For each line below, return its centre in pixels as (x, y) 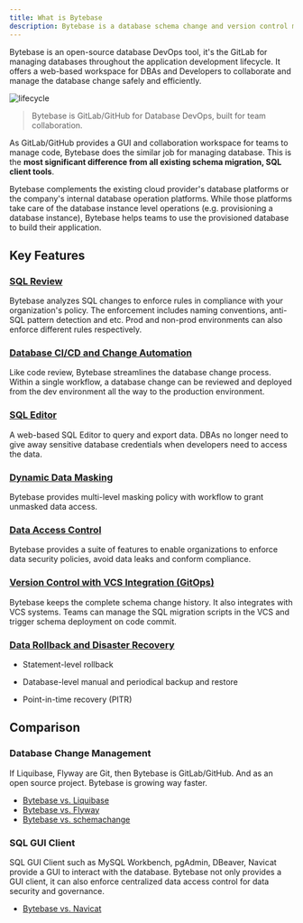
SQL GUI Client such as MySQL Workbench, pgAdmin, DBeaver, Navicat (143, 862)
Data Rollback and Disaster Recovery (92, 644)
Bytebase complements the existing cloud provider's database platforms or (149, 189)
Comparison (45, 728)
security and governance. (57, 891)
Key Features (47, 255)
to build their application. (55, 227)
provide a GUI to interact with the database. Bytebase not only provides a (146, 872)
